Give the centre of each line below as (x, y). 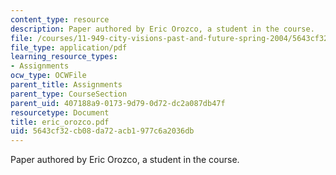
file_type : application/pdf (69, 47)
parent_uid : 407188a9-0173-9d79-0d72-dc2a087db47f (118, 103)
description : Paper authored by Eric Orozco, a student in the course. (162, 29)
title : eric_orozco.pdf (60, 122)
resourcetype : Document (60, 112)
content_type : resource (60, 19)
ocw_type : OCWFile (48, 76)
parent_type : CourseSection (69, 94)
